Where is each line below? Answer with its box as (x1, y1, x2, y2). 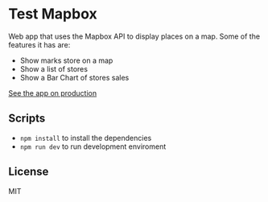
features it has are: (8, 39, 71, 49)
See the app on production (8, 88, 97, 97)
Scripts (8, 112, 46, 126)
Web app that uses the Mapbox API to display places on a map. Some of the (8, 31, 260, 41)
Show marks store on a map (19, 56, 113, 65)
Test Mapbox (8, 5, 98, 23)
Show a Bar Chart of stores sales (19, 72, 130, 82)
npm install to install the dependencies (19, 133, 152, 142)
